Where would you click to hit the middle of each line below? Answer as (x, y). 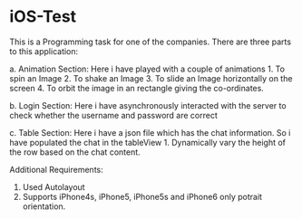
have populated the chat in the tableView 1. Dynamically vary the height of (148, 142)
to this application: (44, 51)
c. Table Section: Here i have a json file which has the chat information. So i (150, 132)
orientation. (44, 206)
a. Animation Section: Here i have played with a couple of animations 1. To (147, 69)
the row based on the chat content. (75, 152)
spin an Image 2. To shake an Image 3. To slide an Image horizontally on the (151, 78)
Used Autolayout (54, 186)
